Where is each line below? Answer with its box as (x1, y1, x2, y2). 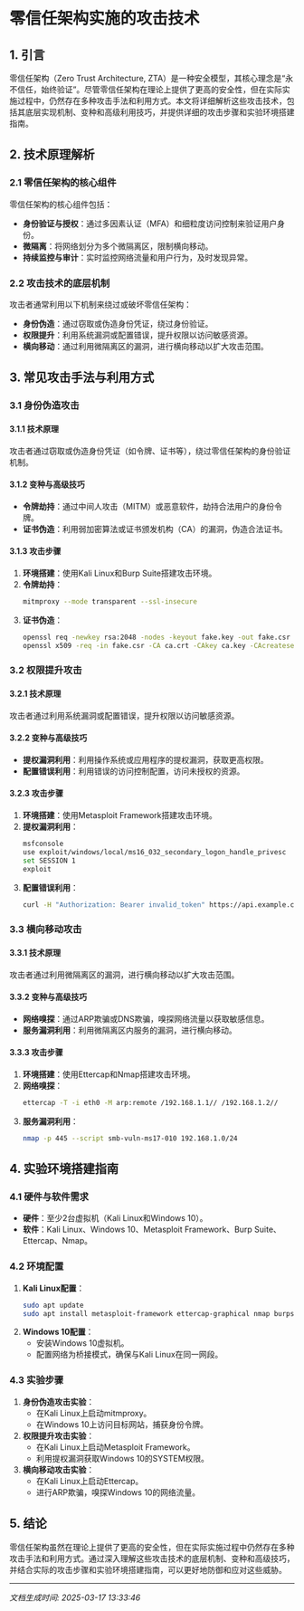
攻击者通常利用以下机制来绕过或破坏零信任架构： (9, 299, 192, 310)
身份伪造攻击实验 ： (22, 1396, 95, 1407)
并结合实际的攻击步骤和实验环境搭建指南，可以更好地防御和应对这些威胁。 (9, 1564, 287, 1575)
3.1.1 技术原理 (9, 423, 59, 434)
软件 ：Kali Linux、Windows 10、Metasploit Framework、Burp (22, 1224, 253, 1235)
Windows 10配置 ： (22, 1327, 94, 1338)
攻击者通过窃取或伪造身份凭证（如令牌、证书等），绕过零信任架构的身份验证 (9, 445, 291, 456)
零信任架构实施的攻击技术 (9, 8, 201, 29)
